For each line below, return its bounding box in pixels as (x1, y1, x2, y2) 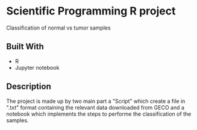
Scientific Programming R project (6, 4, 176, 18)
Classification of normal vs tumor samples (6, 24, 111, 31)
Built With (6, 42, 44, 52)
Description (6, 81, 51, 91)
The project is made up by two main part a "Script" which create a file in (6, 97, 186, 105)
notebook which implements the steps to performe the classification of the (6, 110, 192, 117)
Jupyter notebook (14, 64, 60, 71)
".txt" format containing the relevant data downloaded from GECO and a (6, 104, 185, 111)
